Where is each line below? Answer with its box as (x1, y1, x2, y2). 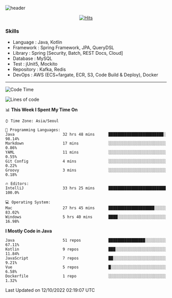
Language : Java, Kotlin (12, 39, 62, 46)
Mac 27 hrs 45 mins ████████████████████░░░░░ (5, 205, 166, 211)
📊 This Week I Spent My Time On (5, 107, 78, 113)
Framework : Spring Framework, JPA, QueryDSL (12, 45, 114, 51)
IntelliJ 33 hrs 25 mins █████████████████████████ (5, 186, 166, 191)
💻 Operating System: (5, 200, 51, 205)
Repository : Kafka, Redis (12, 67, 66, 73)
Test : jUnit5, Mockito (12, 61, 58, 67)
